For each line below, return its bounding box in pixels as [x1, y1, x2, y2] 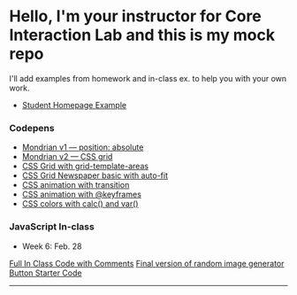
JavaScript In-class [9, 221, 95, 233]
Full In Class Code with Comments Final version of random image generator [9, 258, 285, 268]
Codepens [9, 121, 55, 134]
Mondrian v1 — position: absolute [21, 142, 144, 152]
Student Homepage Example [21, 99, 126, 110]
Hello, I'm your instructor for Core [9, 6, 263, 27]
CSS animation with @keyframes [21, 189, 141, 200]
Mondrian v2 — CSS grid [21, 151, 113, 162]
